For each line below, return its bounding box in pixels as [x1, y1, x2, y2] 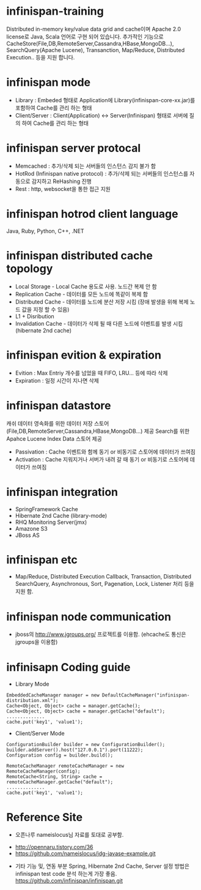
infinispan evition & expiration [6, 348, 162, 362]
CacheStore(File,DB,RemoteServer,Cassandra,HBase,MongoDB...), [6, 40, 174, 47]
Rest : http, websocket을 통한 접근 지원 [15, 185, 111, 192]
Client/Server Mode [15, 730, 65, 737]
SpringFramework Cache [15, 505, 78, 512]
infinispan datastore [6, 398, 111, 413]
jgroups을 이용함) [15, 638, 58, 646]
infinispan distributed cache [6, 249, 153, 263]
